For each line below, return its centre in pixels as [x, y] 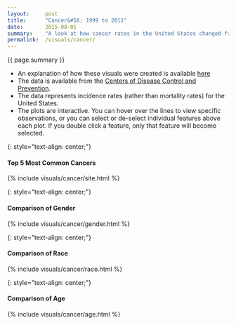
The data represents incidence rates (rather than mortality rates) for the [121, 96]
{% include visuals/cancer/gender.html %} [68, 224]
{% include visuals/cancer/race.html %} [65, 269]
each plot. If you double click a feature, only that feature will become [117, 126]
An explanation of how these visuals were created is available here [114, 74]
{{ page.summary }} [36, 60]
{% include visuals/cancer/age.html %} [64, 314]
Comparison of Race [38, 253]
